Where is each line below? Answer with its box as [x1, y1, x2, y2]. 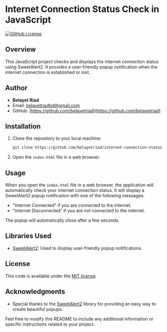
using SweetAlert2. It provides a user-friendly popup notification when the [5, 64, 158, 70]
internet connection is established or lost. [5, 69, 91, 75]
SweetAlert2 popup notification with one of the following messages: [5, 193, 145, 199]
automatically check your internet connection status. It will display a [5, 187, 145, 193]
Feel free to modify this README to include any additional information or [5, 315, 154, 321]
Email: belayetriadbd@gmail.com [12, 102, 80, 108]
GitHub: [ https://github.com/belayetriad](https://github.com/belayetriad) [12, 108, 161, 114]
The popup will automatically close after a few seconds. [5, 217, 120, 223]
